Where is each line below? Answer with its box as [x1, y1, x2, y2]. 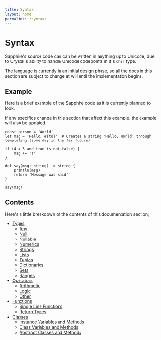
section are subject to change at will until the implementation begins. [5, 73, 143, 79]
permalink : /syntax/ [5, 16, 47, 21]
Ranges [19, 272, 35, 278]
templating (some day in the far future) [5, 138, 91, 143]
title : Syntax [5, 7, 34, 12]
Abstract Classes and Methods [19, 329, 81, 335]
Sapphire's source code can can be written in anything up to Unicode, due [5, 53, 155, 59]
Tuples [19, 257, 33, 262]
